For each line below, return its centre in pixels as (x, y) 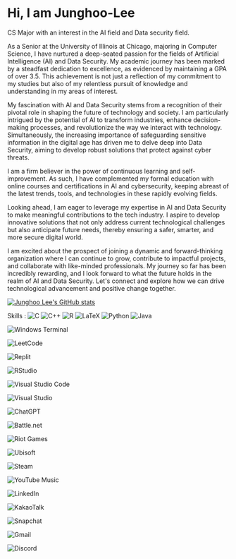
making (18, 127)
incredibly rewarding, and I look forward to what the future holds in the (110, 273)
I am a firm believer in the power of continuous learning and (94, 171)
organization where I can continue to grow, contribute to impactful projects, (117, 258)
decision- (207, 120)
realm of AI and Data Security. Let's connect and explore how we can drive (116, 281)
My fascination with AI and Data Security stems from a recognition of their (115, 104)
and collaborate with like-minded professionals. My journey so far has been (117, 265)
